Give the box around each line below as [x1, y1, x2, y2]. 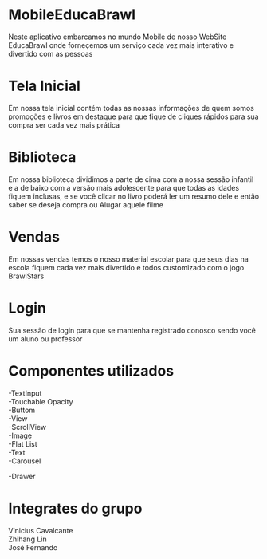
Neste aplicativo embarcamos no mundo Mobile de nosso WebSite [8, 32, 227, 41]
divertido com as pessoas [8, 49, 93, 58]
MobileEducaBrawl [8, 6, 136, 24]
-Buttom [8, 405, 36, 415]
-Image [8, 431, 33, 440]
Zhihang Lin [8, 534, 47, 544]
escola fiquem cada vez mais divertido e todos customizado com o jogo [8, 262, 245, 272]
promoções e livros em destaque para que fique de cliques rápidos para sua [8, 112, 259, 121]
